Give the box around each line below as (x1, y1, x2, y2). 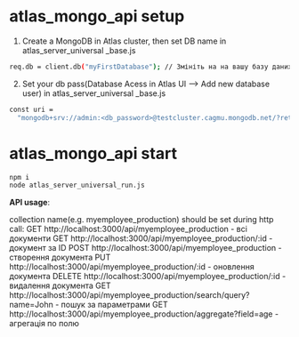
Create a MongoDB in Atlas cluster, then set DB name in (21, 36, 227, 46)
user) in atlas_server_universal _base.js (21, 87, 166, 99)
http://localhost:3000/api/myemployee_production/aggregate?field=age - (9, 309, 279, 319)
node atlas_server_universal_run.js (9, 181, 145, 190)
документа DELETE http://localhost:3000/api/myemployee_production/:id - (9, 271, 287, 282)
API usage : (9, 197, 51, 208)
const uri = (9, 105, 53, 114)
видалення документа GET (9, 280, 111, 291)
